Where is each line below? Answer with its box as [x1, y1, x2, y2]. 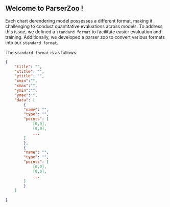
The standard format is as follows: [5, 49, 78, 55]
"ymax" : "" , [14, 92, 38, 98]
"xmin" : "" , [14, 78, 38, 84]
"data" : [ [14, 97, 36, 102]
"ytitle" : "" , [14, 74, 44, 79]
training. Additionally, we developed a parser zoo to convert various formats [5, 34, 165, 40]
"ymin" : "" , [14, 88, 38, 93]
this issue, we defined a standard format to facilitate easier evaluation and [5, 28, 162, 35]
